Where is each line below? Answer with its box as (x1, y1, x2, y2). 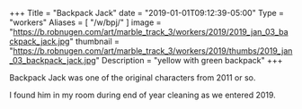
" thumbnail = (69, 36, 120, 46)
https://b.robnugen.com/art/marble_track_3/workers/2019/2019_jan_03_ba (13, 27, 289, 37)
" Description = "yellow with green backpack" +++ (95, 55, 283, 65)
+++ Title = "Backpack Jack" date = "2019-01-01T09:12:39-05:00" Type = (9, 8, 285, 18)
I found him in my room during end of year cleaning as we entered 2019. (9, 89, 276, 100)
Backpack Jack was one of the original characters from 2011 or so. (9, 72, 256, 83)
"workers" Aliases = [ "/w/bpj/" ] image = (9, 17, 162, 28)
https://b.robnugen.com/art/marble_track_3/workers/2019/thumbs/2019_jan (13, 46, 293, 56)
